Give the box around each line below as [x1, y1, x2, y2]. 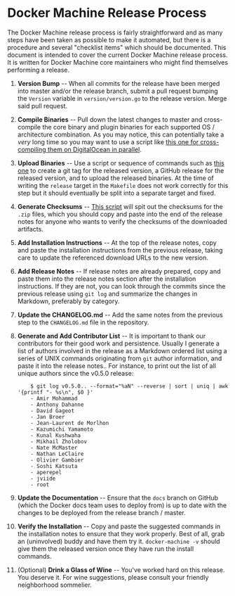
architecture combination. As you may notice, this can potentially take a [17, 130, 224, 139]
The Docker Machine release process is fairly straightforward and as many [7, 28, 223, 37]
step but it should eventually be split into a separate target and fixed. [17, 189, 216, 197]
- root [30, 481, 50, 488]
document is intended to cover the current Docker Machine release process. [7, 51, 228, 59]
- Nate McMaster [30, 444, 78, 451]
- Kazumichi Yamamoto [30, 426, 93, 433]
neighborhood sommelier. [17, 581, 93, 589]
